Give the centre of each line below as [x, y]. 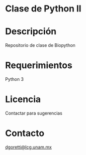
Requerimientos [39, 66]
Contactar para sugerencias [34, 113]
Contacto [25, 133]
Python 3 [14, 79]
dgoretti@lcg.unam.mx [29, 147]
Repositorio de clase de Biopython [40, 45]
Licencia [23, 99]
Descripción [31, 32]
